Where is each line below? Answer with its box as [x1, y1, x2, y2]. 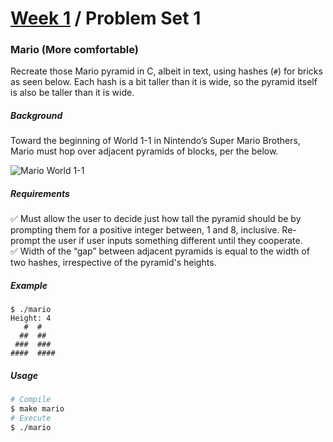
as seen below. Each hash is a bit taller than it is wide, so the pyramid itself [10, 76, 318, 88]
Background [10, 110, 63, 122]
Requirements [10, 188, 70, 200]
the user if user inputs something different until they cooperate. [42, 235, 303, 247]
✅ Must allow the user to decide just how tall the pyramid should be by [10, 213, 302, 225]
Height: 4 [10, 313, 52, 324]
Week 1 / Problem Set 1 [10, 7, 202, 30]
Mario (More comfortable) [10, 43, 139, 57]
